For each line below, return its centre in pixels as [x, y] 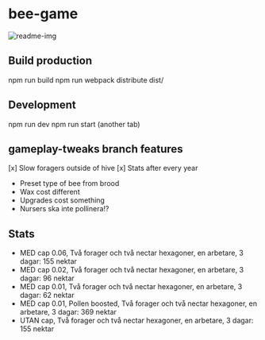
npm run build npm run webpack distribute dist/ [86, 79]
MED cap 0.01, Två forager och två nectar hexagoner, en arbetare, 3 [131, 287]
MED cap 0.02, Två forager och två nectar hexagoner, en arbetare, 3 [132, 270]
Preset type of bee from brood [69, 184]
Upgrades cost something [62, 200]
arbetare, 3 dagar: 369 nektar [68, 312]
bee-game [43, 14]
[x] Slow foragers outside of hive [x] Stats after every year [103, 168]
